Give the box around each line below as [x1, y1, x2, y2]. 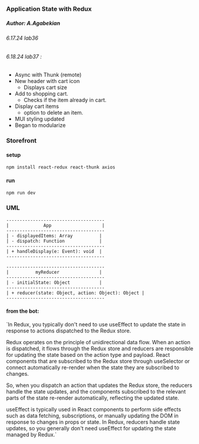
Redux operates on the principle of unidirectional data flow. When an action [6, 338, 191, 345]
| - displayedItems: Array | [6, 233, 102, 239]
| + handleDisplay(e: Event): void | [6, 248, 102, 254]
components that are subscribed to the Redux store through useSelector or [6, 357, 190, 364]
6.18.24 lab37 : [6, 53, 42, 60]
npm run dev [6, 190, 36, 196]
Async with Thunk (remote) [14, 71, 82, 78]
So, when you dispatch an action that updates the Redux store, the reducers [6, 382, 192, 389]
